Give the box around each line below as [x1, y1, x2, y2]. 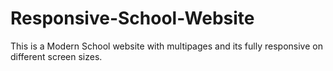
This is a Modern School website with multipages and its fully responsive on [10, 40, 323, 52]
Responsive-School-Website [10, 7, 255, 30]
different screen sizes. [10, 50, 103, 62]
